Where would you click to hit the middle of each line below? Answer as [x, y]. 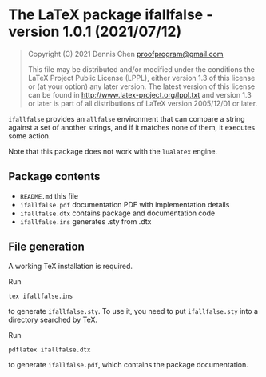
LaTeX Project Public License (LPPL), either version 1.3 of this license [141, 78]
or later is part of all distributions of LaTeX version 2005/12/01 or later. [143, 103]
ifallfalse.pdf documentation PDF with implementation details [125, 204]
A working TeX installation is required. [71, 266]
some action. [30, 136]
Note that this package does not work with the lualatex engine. [113, 151]
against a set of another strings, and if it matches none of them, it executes [132, 127]
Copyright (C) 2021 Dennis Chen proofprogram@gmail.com [125, 54]
